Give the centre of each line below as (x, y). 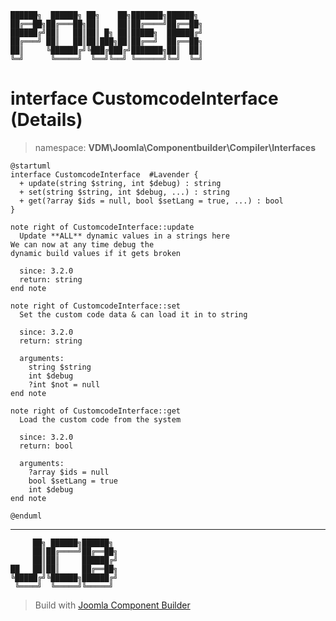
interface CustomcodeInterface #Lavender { (104, 174)
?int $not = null (64, 384)
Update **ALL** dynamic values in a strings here (124, 236)
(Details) (46, 120)
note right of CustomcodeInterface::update (102, 227)
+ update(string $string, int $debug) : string (120, 183)
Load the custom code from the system (100, 419)
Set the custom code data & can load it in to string (133, 314)
